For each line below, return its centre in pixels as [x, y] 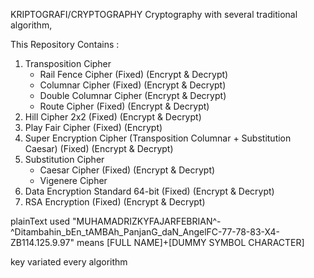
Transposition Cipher [68, 63]
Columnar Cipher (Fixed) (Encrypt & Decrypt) [133, 85]
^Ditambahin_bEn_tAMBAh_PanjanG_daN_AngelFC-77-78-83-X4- [145, 232]
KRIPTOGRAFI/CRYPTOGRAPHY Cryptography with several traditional [154, 14]
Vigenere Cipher [73, 180]
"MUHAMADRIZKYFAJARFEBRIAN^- [147, 221]
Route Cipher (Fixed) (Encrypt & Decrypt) [124, 106]
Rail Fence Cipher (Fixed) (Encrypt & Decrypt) [134, 74]
